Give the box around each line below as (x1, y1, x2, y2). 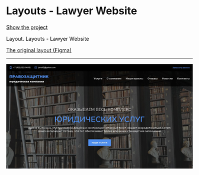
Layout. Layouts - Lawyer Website (6, 35, 89, 42)
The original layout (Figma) (6, 46, 72, 54)
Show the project (6, 24, 48, 31)
